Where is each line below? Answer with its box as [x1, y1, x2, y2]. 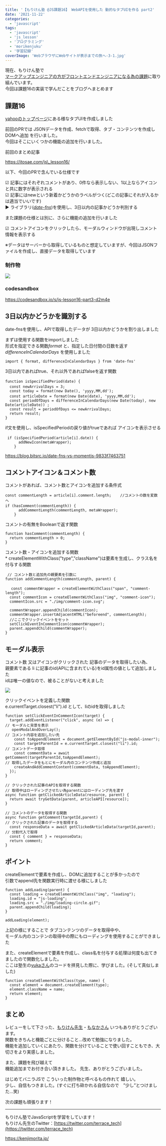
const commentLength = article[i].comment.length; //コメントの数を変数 [5, 493, 158, 498]
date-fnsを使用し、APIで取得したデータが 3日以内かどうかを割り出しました [5, 326, 159, 332]
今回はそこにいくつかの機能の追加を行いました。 [5, 139, 105, 145]
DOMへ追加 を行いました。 [5, 132, 60, 138]
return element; [9, 991, 43, 996]
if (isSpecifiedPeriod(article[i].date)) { [7, 435, 98, 440]
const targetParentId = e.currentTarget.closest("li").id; [14, 741, 138, 746]
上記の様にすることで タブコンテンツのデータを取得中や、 [5, 927, 124, 933]
